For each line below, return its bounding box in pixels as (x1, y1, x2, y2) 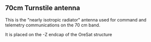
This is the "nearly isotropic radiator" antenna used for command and (5, 17, 147, 22)
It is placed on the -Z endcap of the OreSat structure (5, 31, 112, 37)
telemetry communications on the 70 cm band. (5, 22, 101, 28)
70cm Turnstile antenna (5, 4, 80, 12)
